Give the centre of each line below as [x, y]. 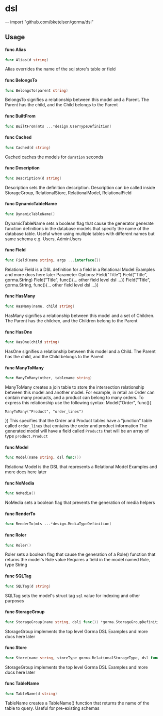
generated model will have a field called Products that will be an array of [77, 431]
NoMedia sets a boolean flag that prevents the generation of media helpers [80, 502]
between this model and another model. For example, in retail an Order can [80, 392]
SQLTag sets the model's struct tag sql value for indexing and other [73, 596]
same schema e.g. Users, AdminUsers [43, 239]
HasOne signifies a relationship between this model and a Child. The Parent [81, 351]
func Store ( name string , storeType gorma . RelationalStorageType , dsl [77, 658]
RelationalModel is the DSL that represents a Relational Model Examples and [81, 467]
